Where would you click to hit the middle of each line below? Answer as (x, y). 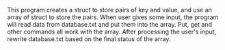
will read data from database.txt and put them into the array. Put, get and (109, 24)
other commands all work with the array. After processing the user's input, (112, 32)
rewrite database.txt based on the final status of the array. (89, 39)
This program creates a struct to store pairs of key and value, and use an (109, 10)
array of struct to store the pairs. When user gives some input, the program (113, 17)
